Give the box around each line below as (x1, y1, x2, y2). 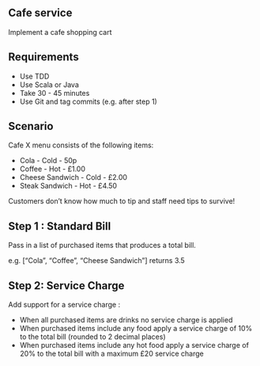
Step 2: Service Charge (8, 279, 125, 292)
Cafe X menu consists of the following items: (8, 140, 154, 150)
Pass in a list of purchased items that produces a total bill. (8, 241, 196, 250)
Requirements (8, 51, 79, 64)
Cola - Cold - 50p (19, 156, 77, 166)
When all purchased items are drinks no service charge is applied (19, 315, 233, 325)
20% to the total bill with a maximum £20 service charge (19, 349, 204, 359)
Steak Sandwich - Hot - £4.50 (19, 181, 117, 191)
